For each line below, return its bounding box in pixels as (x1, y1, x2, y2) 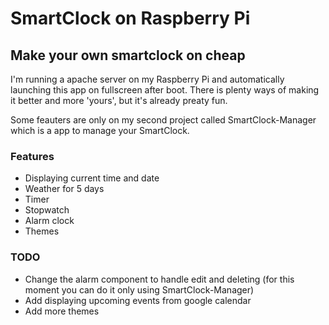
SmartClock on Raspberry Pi (10, 7, 251, 30)
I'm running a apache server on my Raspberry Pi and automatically (10, 73, 285, 85)
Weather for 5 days (24, 183, 105, 195)
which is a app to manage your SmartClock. (10, 125, 190, 136)
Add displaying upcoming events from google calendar (24, 294, 252, 306)
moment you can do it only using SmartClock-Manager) (24, 283, 255, 296)
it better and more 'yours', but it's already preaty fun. (10, 95, 228, 106)
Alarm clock (24, 215, 75, 227)
